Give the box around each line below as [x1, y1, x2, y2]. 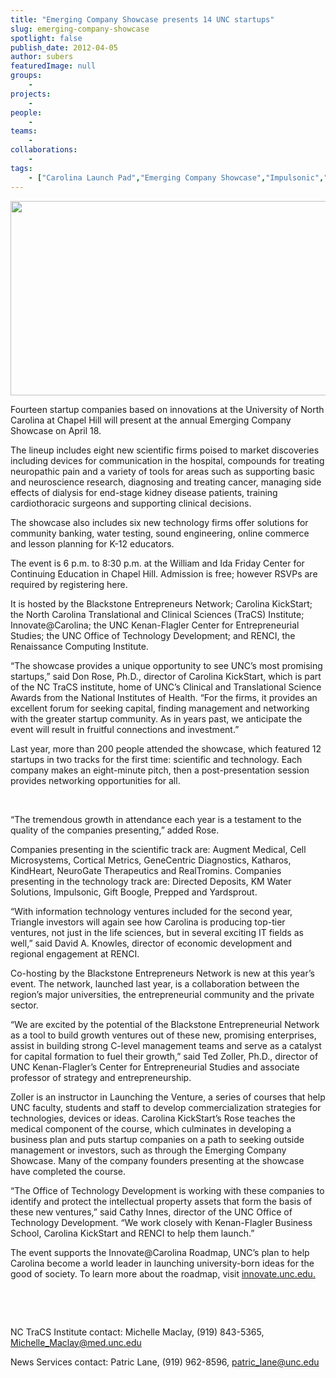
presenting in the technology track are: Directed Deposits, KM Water [10, 875, 292, 887]
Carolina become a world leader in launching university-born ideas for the [10, 1257, 315, 1269]
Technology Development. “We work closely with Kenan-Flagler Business [10, 1216, 313, 1228]
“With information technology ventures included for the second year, [10, 905, 293, 917]
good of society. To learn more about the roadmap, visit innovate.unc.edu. [10, 1267, 316, 1280]
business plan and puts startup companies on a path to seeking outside [10, 1133, 305, 1145]
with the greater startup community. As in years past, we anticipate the [10, 712, 303, 725]
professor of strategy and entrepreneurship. [10, 1071, 192, 1083]
